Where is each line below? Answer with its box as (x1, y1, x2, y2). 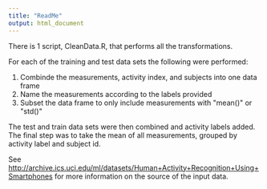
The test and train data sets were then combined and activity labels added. (8, 122, 256, 131)
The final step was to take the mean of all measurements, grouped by (8, 130, 238, 140)
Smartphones (8, 171, 54, 181)
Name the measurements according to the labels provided (19, 89, 212, 99)
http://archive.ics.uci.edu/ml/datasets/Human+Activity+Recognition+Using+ (8, 163, 259, 172)
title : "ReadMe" (8, 11, 63, 20)
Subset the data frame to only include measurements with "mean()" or (19, 98, 253, 107)
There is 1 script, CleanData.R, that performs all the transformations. (8, 41, 233, 50)
